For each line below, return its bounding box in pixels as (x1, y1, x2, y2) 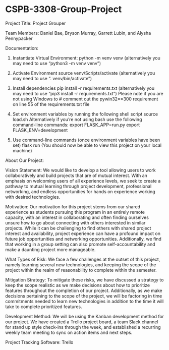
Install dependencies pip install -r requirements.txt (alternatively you (12, 85, 155, 91)
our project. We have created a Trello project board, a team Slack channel (5, 319, 158, 325)
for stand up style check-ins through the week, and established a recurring (5, 324, 161, 330)
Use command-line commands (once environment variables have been (12, 137, 160, 143)
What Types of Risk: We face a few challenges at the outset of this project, (5, 256, 160, 262)
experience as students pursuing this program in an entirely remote (5, 209, 145, 215)
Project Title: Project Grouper (5, 20, 66, 26)
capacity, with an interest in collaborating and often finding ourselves (5, 214, 149, 220)
